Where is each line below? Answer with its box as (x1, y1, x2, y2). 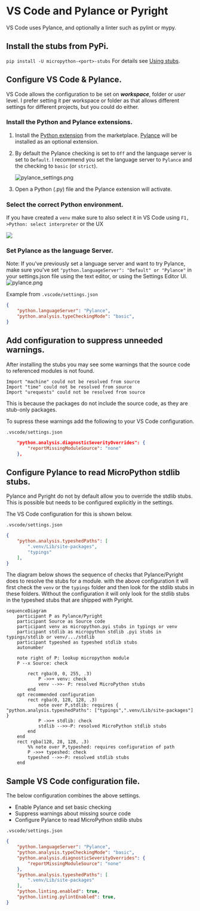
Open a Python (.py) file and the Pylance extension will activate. (14, 185, 172, 193)
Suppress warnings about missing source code (14, 810, 131, 817)
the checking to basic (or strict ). (14, 162, 98, 169)
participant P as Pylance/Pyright (17, 613, 103, 620)
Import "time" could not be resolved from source (6, 384, 133, 390)
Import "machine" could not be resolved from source (6, 379, 140, 385)
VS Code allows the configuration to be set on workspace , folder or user (6, 90, 186, 98)
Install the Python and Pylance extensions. (6, 118, 133, 126)
